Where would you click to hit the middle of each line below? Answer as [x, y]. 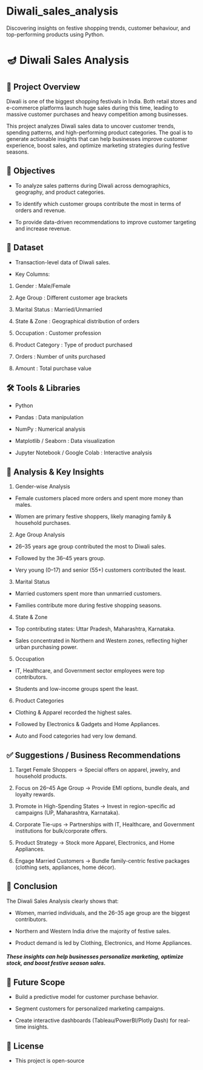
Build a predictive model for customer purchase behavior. [87, 997]
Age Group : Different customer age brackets [71, 297]
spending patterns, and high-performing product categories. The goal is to [99, 132]
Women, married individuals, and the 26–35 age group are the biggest [102, 913]
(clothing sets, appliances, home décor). [65, 867]
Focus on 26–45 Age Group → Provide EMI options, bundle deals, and [102, 788]
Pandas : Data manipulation [49, 417]
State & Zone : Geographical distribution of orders [77, 321]
